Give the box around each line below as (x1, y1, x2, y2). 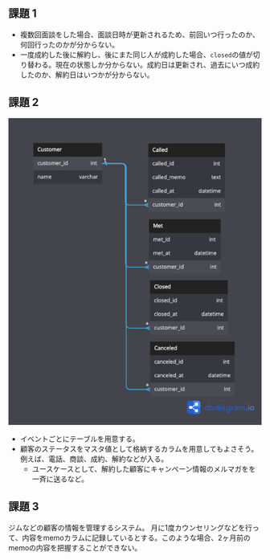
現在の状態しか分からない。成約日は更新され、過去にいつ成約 (55, 59, 260, 69)
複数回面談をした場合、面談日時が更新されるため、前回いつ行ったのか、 (19, 30, 260, 39)
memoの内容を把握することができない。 (8, 542, 142, 552)
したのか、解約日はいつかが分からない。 (19, 70, 154, 80)
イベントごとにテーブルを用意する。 (19, 434, 140, 444)
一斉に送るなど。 (31, 474, 88, 484)
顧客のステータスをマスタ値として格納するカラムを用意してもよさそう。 (19, 444, 259, 454)
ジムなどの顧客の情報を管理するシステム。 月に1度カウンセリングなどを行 (8, 522, 253, 532)
